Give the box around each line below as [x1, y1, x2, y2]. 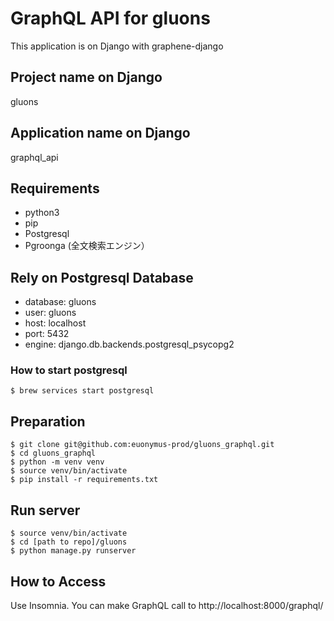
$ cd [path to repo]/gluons [10, 537, 128, 547]
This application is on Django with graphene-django [10, 40, 224, 52]
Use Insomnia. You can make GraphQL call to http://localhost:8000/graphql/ [10, 599, 324, 611]
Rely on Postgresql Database [10, 269, 194, 286]
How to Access [10, 573, 107, 590]
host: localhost [24, 317, 87, 329]
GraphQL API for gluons [10, 7, 211, 30]
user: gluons [24, 307, 77, 319]
